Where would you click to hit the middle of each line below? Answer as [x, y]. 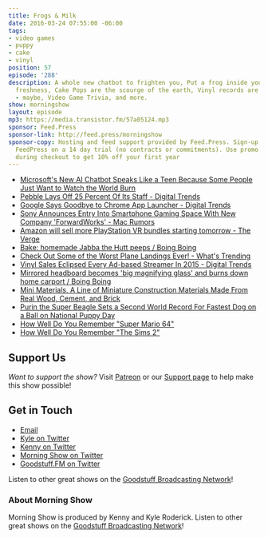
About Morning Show [51, 500]
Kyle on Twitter [45, 438]
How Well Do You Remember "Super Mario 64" [97, 324]
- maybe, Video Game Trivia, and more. [82, 98]
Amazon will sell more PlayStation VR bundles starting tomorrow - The [135, 231]
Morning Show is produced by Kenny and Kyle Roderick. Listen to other [126, 517]
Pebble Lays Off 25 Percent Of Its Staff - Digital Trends [110, 197]
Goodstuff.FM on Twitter [60, 464]
